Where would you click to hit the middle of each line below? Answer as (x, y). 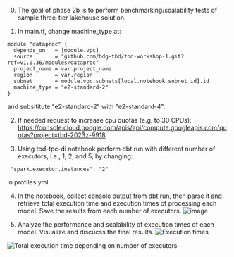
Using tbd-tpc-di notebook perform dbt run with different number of (116, 149)
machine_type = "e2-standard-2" (61, 87)
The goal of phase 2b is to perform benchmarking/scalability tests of (117, 10)
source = (36, 56)
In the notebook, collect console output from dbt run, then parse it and (119, 196)
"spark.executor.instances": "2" (60, 169)
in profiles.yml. (29, 182)
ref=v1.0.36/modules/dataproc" (53, 63)
